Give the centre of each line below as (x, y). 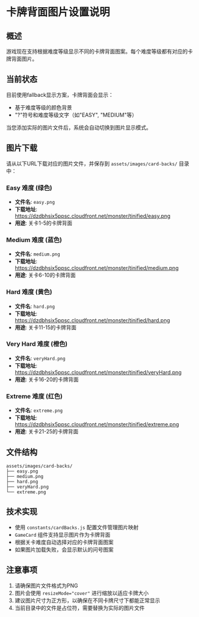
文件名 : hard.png (35, 306)
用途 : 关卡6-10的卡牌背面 (45, 275)
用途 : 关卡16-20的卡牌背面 (46, 379)
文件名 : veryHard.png (40, 358)
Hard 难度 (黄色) (29, 292)
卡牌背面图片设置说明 (58, 12)
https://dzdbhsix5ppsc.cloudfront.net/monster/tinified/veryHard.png (98, 372)
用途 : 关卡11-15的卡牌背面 (46, 327)
